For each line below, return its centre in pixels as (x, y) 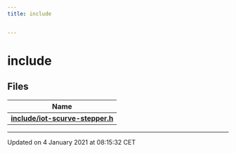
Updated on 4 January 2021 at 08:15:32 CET (71, 142)
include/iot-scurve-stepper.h (62, 118)
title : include (29, 14)
